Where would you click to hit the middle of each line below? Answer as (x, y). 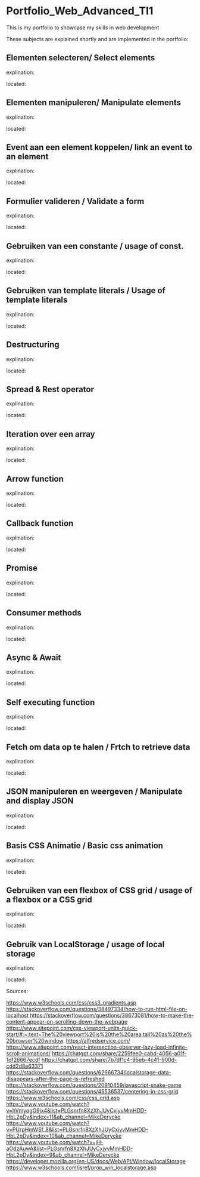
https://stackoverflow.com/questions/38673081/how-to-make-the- (112, 1015)
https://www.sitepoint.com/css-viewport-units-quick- (72, 1028)
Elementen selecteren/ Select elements (81, 58)
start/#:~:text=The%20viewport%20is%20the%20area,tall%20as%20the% (99, 1034)
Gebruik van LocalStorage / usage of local (85, 944)
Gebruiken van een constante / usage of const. (95, 246)
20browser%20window (35, 1041)
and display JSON (40, 801)
